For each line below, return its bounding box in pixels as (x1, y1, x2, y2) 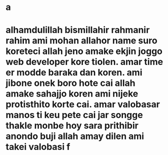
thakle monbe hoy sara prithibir (5, 120, 139, 131)
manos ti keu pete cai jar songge (5, 109, 143, 121)
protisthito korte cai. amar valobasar (5, 99, 160, 110)
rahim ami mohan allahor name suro (5, 35, 157, 46)
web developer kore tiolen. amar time (5, 56, 163, 67)
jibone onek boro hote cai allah (5, 77, 135, 89)
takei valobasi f (5, 141, 70, 152)
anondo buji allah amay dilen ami (5, 130, 144, 142)
